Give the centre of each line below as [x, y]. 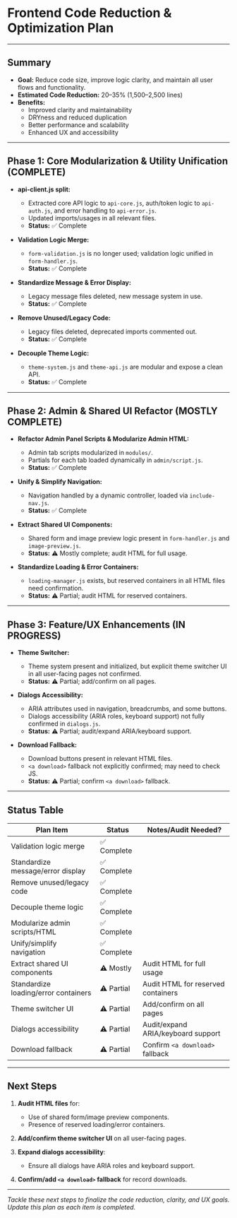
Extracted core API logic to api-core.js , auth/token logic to [114, 203]
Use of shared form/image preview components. [98, 1117]
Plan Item [52, 830]
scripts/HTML [34, 932]
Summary [29, 63]
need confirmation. [56, 589]
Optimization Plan [61, 28]
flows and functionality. [51, 87]
